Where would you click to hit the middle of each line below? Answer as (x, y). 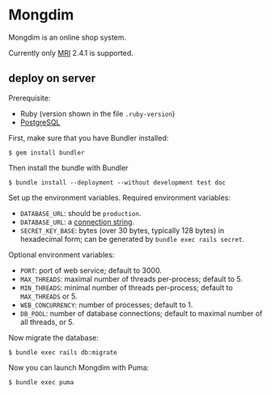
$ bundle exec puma (41, 382)
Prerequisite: (30, 98)
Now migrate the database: (54, 337)
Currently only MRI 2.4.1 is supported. (71, 53)
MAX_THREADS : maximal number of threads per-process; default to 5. (131, 279)
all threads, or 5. (47, 322)
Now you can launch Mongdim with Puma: (79, 367)
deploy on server (52, 78)
